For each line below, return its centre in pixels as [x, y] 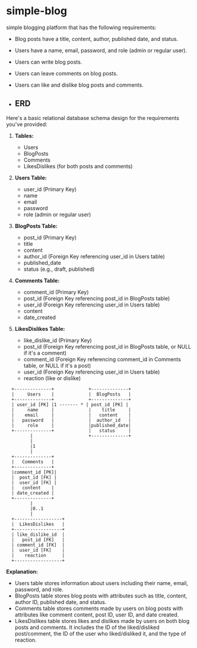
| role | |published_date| [72, 425]
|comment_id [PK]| [34, 472]
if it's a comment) [45, 353]
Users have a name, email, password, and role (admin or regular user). [101, 50]
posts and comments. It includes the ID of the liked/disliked [87, 627]
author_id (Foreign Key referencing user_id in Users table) [94, 256]
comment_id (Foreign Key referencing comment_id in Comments [102, 359]
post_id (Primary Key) [50, 237]
